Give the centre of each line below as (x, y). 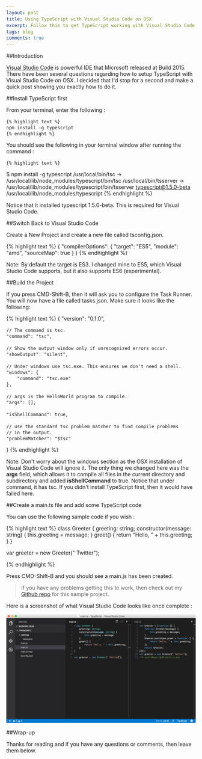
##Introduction (25, 56)
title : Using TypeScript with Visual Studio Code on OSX (79, 19)
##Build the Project (30, 283)
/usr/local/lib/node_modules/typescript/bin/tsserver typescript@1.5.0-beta (98, 187)
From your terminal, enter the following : (56, 110)
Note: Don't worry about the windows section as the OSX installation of (94, 462)
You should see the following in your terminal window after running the (94, 145)
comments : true (25, 38)
